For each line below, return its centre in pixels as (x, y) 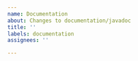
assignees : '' (28, 40)
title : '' (22, 27)
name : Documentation (38, 14)
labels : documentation (41, 34)
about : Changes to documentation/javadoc (69, 21)
